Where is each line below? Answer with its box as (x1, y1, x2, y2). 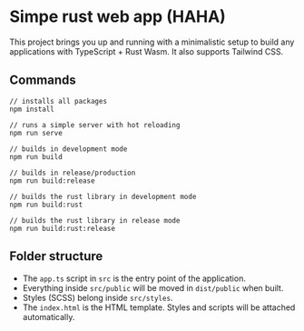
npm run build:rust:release (9, 224, 116, 233)
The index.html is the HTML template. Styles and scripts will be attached (22, 302, 296, 313)
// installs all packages (9, 96, 107, 105)
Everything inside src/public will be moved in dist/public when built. (22, 282, 284, 293)
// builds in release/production (9, 168, 136, 177)
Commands (9, 73, 77, 88)
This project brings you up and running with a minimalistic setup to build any (9, 36, 295, 47)
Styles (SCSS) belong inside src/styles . (22, 292, 173, 303)
